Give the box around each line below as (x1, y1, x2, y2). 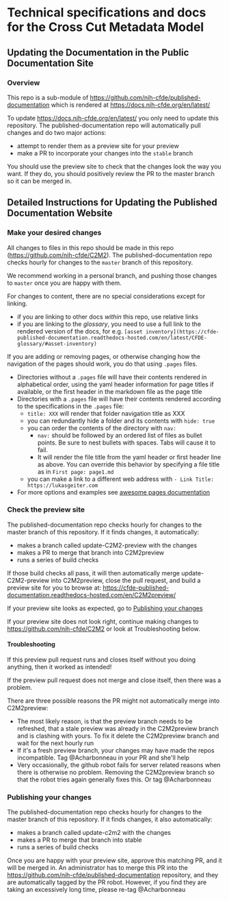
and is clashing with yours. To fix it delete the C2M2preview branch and (16, 732, 219, 740)
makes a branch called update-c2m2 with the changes (16, 829, 171, 837)
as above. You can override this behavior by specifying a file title (37, 460, 220, 468)
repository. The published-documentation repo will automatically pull (7, 121, 202, 129)
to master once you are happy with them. (7, 279, 122, 287)
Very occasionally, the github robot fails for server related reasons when (16, 761, 221, 769)
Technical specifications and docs (7, 5, 206, 21)
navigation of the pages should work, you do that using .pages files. (7, 360, 198, 368)
